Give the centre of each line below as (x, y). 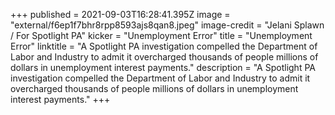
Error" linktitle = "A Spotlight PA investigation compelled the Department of (164, 46)
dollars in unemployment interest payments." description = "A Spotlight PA (163, 67)
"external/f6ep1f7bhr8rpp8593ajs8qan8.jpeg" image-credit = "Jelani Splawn (167, 25)
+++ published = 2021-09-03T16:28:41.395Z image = (120, 14)
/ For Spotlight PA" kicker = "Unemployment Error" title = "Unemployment (161, 35)
